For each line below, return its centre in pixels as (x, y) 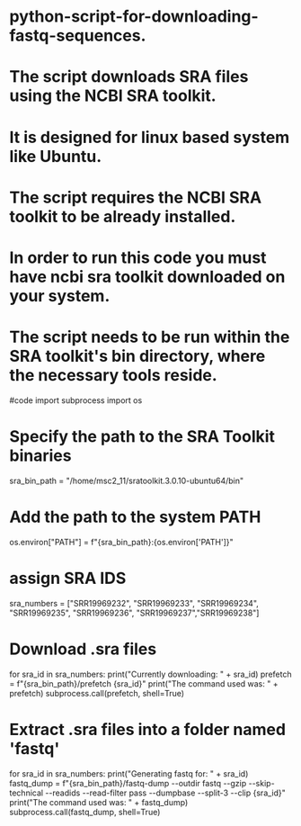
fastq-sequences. (78, 36)
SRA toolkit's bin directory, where (137, 356)
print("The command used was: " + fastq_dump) (99, 802)
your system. (60, 296)
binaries (40, 456)
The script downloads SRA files (129, 77)
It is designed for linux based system (150, 137)
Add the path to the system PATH (135, 517)
